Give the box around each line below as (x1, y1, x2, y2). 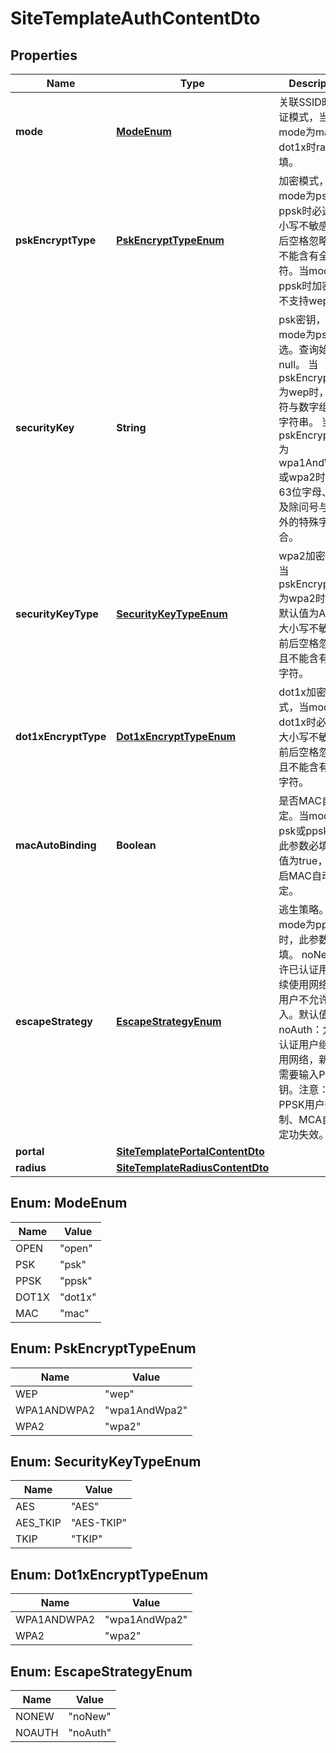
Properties (10, 47, 78, 64)
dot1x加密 (278, 685, 327, 699)
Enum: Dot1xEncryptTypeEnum (10, 1566, 209, 1583)
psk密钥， (278, 313, 327, 326)
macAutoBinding (15, 838, 97, 852)
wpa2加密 (278, 549, 326, 562)
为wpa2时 (278, 592, 326, 605)
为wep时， (278, 385, 330, 399)
